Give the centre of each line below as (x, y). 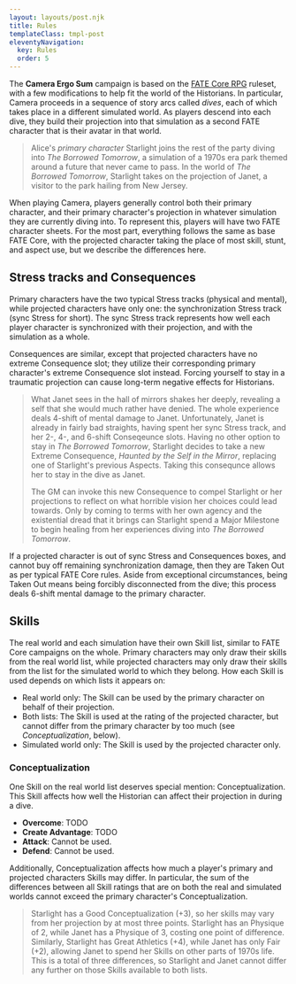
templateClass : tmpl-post (57, 34)
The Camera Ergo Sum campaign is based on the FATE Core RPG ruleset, (143, 84)
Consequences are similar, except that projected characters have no (133, 353)
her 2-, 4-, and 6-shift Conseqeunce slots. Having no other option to (156, 437)
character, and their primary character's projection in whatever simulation (143, 212)
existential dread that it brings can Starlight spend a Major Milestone (155, 520)
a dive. (21, 805)
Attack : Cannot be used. (67, 841)
